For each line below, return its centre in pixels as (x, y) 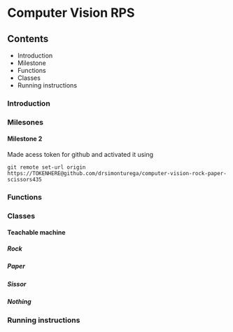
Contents (28, 39)
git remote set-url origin (47, 167)
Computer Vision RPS (71, 13)
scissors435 (24, 180)
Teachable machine (36, 233)
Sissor (17, 284)
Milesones (26, 122)
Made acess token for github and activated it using (80, 155)
